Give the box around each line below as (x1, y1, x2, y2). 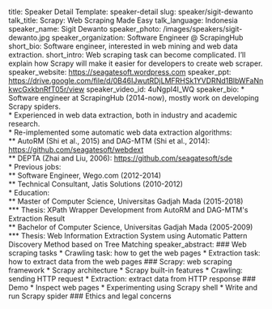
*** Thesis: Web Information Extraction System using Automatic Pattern (8, 231, 248, 240)
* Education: (8, 188, 50, 197)
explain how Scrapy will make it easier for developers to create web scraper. (8, 58, 263, 68)
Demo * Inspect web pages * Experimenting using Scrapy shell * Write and (8, 283, 257, 292)
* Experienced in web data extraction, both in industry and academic (8, 110, 238, 120)
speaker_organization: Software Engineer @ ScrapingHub (51, 32, 244, 42)
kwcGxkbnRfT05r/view (8, 84, 85, 94)
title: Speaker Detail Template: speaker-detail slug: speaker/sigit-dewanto (8, 7, 253, 16)
